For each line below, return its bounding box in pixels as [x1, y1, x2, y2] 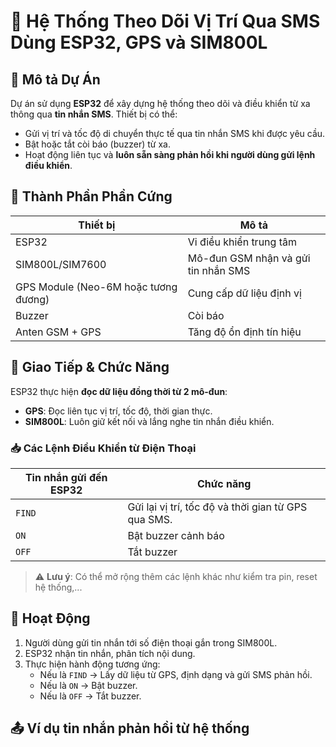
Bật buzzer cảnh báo [127, 528, 225, 542]
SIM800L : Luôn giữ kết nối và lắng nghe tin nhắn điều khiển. [24, 415, 275, 427]
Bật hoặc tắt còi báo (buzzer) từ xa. [24, 138, 172, 150]
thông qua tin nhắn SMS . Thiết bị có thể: [10, 108, 178, 120]
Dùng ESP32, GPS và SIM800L [10, 31, 268, 54]
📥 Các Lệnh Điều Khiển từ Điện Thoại [10, 441, 197, 455]
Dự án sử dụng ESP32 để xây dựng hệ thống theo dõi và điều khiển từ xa [10, 98, 311, 109]
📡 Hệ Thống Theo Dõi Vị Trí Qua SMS [10, 10, 321, 33]
